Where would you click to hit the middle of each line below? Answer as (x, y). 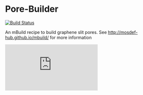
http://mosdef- (123, 32)
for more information (71, 37)
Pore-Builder (32, 9)
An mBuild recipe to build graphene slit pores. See (56, 32)
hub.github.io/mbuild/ (27, 37)
